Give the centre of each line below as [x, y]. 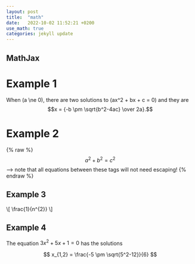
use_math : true [25, 28]
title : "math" [25, 17]
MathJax [23, 58]
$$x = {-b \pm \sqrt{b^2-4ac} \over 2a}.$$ [100, 109]
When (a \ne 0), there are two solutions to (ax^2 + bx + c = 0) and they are [97, 100]
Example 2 [33, 133]
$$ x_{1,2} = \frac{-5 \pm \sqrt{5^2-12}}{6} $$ [100, 254]
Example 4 [26, 228]
